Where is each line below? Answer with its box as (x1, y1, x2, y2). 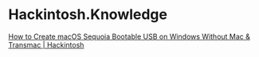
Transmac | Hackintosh (8, 40, 84, 49)
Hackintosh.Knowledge (8, 6, 167, 24)
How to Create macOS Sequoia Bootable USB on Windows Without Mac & (8, 32, 251, 41)
